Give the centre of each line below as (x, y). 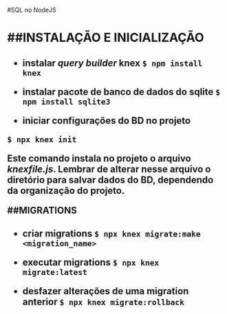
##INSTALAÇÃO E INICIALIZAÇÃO (106, 38)
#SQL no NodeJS (32, 10)
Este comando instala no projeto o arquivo (99, 158)
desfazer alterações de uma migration (106, 291)
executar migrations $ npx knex (91, 262)
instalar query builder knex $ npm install (112, 63)
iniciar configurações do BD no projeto (107, 121)
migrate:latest (55, 272)
